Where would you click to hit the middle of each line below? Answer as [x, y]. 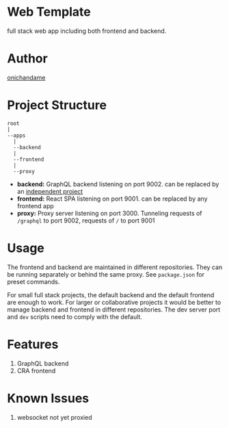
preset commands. [33, 281]
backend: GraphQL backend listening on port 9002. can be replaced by [118, 184]
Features [33, 344]
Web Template [49, 12]
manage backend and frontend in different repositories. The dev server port [114, 310]
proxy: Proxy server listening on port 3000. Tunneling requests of [110, 213]
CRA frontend [36, 370]
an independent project [50, 191]
